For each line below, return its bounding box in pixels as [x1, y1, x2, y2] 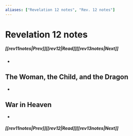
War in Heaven [5, 100, 52, 109]
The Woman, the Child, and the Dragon [5, 73, 128, 81]
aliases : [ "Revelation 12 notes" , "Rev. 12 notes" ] [5, 7, 115, 12]
